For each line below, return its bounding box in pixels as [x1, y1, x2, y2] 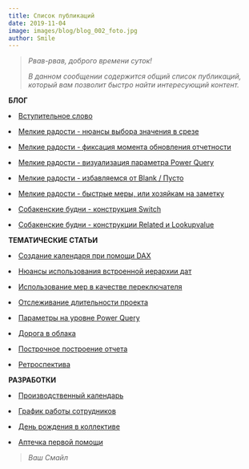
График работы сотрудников [18, 406, 116, 416]
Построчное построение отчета [18, 344, 128, 354]
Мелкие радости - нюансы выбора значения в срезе [18, 127, 199, 136]
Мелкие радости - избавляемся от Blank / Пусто [18, 173, 184, 183]
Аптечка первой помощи [18, 438, 103, 447]
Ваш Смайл [27, 453, 68, 463]
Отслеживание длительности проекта [18, 297, 149, 307]
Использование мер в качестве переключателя [18, 282, 183, 292]
